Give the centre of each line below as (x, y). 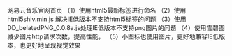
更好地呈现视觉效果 (53, 45)
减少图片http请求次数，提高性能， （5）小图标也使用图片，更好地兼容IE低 (113, 36)
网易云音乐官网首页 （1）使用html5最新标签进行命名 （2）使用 (97, 10)
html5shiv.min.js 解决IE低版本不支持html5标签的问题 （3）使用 (97, 19)
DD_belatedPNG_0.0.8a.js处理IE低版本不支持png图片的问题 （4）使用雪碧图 (116, 28)
